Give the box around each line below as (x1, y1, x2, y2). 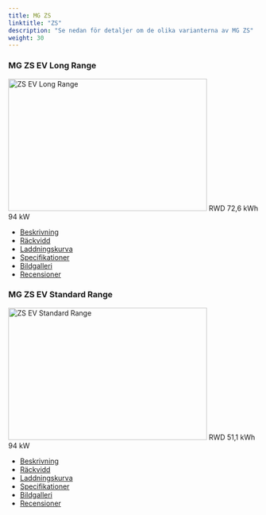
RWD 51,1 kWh (208, 432, 256, 442)
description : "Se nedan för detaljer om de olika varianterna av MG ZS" (8, 26, 254, 34)
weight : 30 (8, 33, 44, 42)
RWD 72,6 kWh (208, 203, 259, 213)
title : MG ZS (8, 11, 52, 20)
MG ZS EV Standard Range (8, 289, 114, 300)
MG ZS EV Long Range (8, 60, 97, 72)
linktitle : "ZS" (8, 19, 62, 27)
